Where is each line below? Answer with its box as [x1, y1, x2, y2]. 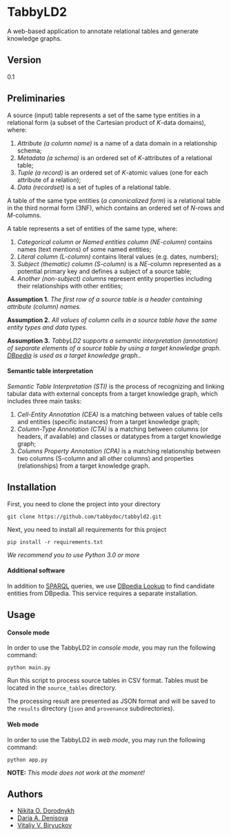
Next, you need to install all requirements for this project [7, 525, 167, 533]
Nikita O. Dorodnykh [17, 806, 74, 815]
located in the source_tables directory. [7, 684, 117, 692]
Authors [7, 788, 43, 800]
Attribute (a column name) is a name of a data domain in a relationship [17, 139, 217, 147]
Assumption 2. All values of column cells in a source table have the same [7, 315, 217, 324]
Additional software [7, 566, 66, 575]
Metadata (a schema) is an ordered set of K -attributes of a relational [17, 153, 212, 162]
